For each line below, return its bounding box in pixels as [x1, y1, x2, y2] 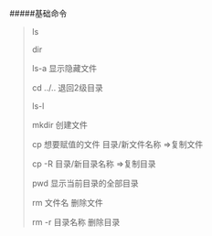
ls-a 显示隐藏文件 [31, 63, 98, 73]
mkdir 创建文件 [31, 120, 89, 130]
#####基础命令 [9, 8, 68, 18]
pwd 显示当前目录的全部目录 [31, 177, 139, 188]
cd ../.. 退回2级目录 [31, 82, 103, 93]
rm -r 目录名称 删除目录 [31, 217, 121, 227]
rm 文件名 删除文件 [31, 198, 103, 208]
